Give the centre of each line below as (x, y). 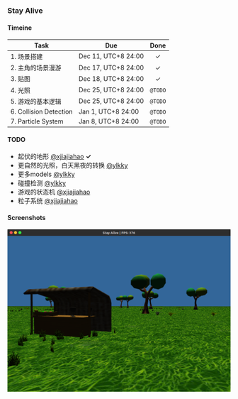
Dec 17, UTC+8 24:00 (112, 67)
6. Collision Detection (41, 111)
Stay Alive (25, 11)
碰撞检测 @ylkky (41, 183)
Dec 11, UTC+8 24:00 (112, 56)
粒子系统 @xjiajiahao (47, 201)
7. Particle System (37, 121)
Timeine (20, 28)
